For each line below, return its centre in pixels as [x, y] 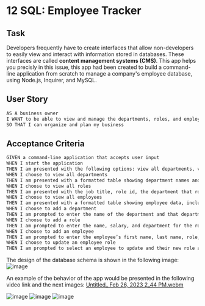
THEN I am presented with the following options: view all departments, [101, 169]
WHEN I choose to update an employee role [61, 243]
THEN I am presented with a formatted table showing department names [98, 180]
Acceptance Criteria [45, 144]
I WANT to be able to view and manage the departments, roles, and [94, 119]
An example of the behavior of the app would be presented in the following [100, 279]
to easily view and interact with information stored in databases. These [95, 54]
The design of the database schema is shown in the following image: [92, 260]
